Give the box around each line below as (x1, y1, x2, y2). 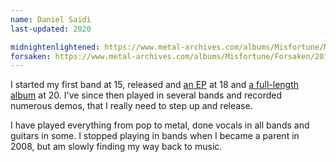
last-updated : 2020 (10, 24, 92, 34)
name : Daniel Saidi (10, 14, 92, 25)
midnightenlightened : (10, 42, 101, 52)
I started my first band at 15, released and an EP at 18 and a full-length (10, 79, 300, 91)
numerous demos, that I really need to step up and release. (10, 100, 253, 112)
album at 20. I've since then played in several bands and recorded (10, 89, 283, 101)
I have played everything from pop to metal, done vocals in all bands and (10, 119, 310, 131)
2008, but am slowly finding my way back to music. (10, 141, 223, 153)
